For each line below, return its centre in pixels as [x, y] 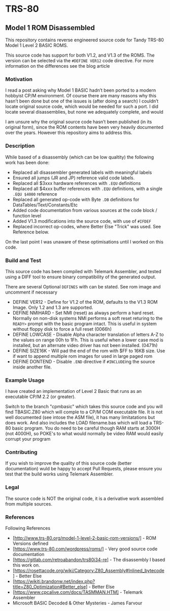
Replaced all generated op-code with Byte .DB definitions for [76, 199]
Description [20, 146]
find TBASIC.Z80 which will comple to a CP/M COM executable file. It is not [84, 412]
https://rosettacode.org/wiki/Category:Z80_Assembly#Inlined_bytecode [90, 571]
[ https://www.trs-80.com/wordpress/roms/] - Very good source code [85, 549]
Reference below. [31, 232]
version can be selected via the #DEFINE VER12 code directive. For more [79, 61]
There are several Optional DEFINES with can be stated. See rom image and [83, 286]
